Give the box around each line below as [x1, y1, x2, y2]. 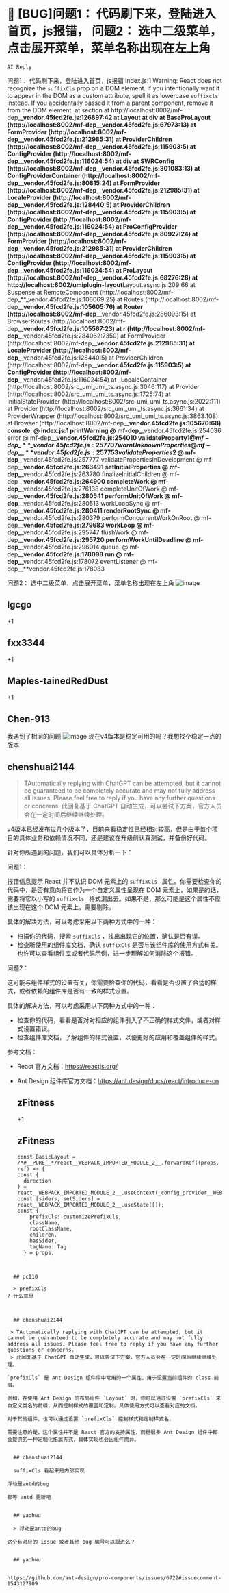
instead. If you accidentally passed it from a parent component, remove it [7, 99, 213, 107]
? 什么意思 [7, 1292, 34, 1299]
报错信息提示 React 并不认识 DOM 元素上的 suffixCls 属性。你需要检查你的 [7, 878, 222, 885]
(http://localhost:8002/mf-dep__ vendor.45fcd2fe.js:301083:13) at [7, 164, 200, 172]
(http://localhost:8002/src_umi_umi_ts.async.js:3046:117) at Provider [7, 382, 200, 391]
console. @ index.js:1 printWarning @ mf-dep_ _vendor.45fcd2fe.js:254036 [7, 426, 221, 434]
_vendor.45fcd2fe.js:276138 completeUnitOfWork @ [21, 484, 167, 493]
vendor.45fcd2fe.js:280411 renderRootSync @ [23, 506, 159, 515]
